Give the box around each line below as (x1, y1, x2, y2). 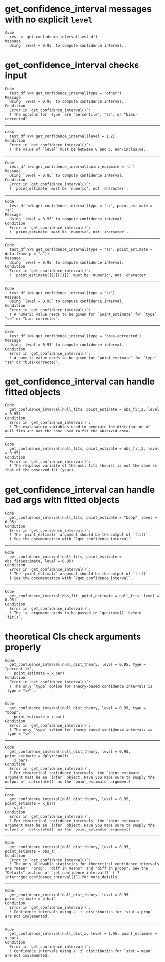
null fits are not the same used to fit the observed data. (5, 429, 131, 433)
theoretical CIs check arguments (5, 631, 141, 642)
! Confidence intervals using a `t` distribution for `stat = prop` (9, 909, 153, 914)
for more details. (82, 874, 120, 880)
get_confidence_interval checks (5, 60, 139, 71)
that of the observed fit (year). (5, 467, 76, 472)
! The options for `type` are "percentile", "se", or (9, 112, 122, 117)
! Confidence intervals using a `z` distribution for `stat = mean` (9, 948, 153, 954)
